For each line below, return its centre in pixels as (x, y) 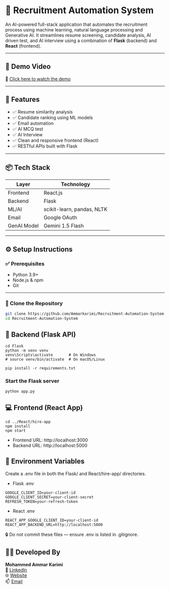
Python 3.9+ (26, 275)
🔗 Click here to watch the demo (38, 79)
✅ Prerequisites (25, 264)
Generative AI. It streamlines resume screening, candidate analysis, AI (78, 35)
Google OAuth (60, 217)
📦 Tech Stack (28, 168)
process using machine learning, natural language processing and (74, 29)
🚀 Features (23, 100)
